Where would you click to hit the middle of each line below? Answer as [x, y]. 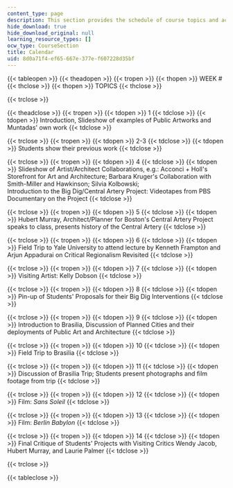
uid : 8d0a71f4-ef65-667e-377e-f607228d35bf [71, 59]
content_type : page [35, 14]
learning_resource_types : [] [49, 40]
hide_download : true [37, 26]
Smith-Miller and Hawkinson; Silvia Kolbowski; [74, 184]
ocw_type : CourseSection [43, 46]
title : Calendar [31, 53]
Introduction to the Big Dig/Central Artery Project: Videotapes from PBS [109, 191]
